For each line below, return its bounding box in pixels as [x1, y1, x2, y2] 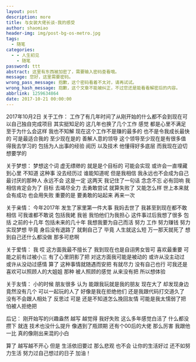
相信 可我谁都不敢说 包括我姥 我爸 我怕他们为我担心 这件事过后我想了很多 [6, 211, 183, 218]
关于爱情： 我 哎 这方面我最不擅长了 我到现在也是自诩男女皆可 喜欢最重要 [6, 246, 183, 253]
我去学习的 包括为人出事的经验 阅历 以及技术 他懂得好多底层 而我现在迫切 [11, 142, 188, 149]
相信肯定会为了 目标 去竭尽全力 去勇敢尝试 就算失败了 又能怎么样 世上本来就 [6, 184, 189, 191]
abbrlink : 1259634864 [6, 90, 59, 96]
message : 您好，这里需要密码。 [6, 74, 74, 80]
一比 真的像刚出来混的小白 [6, 330, 69, 337]
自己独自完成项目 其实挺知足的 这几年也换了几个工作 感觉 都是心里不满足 [11, 120, 186, 127]
